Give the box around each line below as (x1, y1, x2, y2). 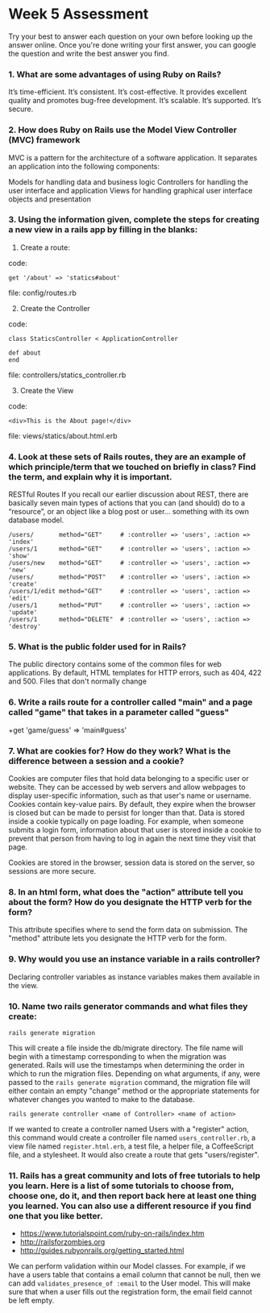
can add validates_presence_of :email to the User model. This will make (8, 1278, 251, 1288)
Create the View (19, 385, 74, 395)
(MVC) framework (8, 135, 81, 146)
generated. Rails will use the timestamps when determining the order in (8, 1060, 245, 1070)
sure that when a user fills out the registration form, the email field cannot (8, 1287, 252, 1297)
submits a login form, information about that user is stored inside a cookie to (8, 825, 262, 835)
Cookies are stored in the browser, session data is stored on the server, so (8, 858, 255, 867)
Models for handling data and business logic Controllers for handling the (8, 177, 248, 186)
